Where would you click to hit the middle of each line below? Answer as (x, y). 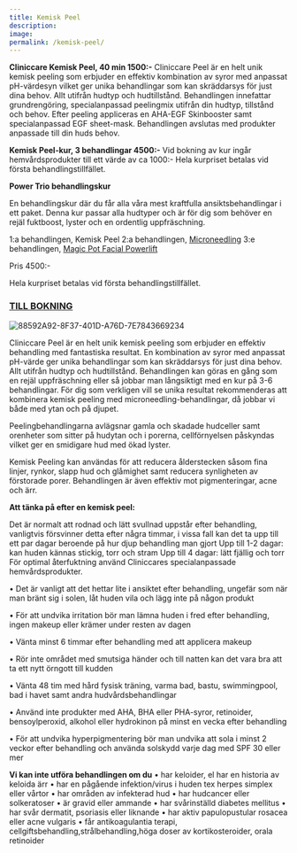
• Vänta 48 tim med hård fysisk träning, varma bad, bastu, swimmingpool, (144, 685)
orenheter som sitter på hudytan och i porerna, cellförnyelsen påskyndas (142, 435)
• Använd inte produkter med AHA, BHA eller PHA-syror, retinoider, (131, 712)
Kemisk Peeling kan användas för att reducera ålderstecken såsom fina (138, 461)
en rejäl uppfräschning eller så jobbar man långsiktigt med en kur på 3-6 (141, 380)
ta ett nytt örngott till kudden (61, 668)
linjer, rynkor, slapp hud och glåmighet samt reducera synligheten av (134, 471)
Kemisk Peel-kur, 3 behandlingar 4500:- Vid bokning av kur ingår (130, 151)
